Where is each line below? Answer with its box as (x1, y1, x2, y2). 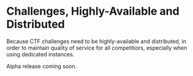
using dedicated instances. (6, 50, 75, 58)
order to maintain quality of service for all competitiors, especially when (6, 44, 187, 51)
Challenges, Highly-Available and (6, 4, 180, 18)
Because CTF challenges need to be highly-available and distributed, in (6, 37, 187, 45)
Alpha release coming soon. (6, 63, 77, 70)
